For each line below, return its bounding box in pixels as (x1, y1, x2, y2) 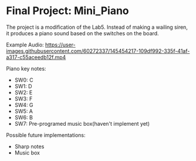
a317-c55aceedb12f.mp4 (6, 53, 66, 61)
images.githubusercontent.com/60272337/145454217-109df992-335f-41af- (6, 47, 190, 54)
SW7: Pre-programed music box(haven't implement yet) (14, 120, 150, 127)
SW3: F (14, 95, 33, 102)
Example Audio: (6, 41, 44, 48)
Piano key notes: (6, 65, 46, 72)
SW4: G (14, 101, 33, 108)
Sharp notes (14, 143, 45, 150)
